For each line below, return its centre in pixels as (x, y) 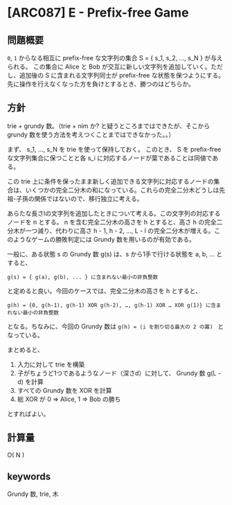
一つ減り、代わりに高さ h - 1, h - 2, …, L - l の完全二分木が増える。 (120, 231)
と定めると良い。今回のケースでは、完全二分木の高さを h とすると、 (105, 291)
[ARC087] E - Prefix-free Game (98, 13)
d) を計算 (30, 382)
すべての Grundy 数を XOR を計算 (64, 390)
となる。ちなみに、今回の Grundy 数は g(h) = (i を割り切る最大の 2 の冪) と (115, 326)
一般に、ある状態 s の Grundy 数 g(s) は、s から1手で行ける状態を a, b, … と (115, 254)
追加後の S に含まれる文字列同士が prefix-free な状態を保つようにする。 (122, 75)
